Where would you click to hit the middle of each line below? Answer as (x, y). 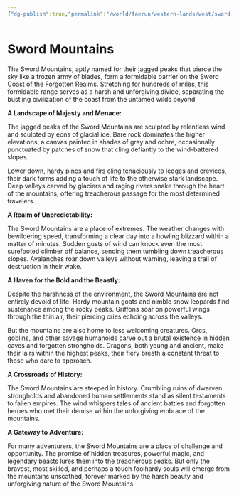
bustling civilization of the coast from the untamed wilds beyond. (102, 99)
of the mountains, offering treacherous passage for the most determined (114, 193)
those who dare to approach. (50, 361)
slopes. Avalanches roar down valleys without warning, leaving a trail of (112, 259)
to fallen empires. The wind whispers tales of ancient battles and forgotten (116, 403)
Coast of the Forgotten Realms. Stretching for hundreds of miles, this (108, 84)
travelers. (21, 201)
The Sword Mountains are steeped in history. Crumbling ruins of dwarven (115, 388)
